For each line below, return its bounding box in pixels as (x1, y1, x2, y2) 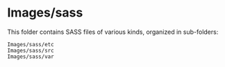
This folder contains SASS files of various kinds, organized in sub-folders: (7, 28, 219, 36)
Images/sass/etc (7, 41, 54, 48)
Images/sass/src (7, 47, 54, 54)
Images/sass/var (7, 53, 54, 60)
